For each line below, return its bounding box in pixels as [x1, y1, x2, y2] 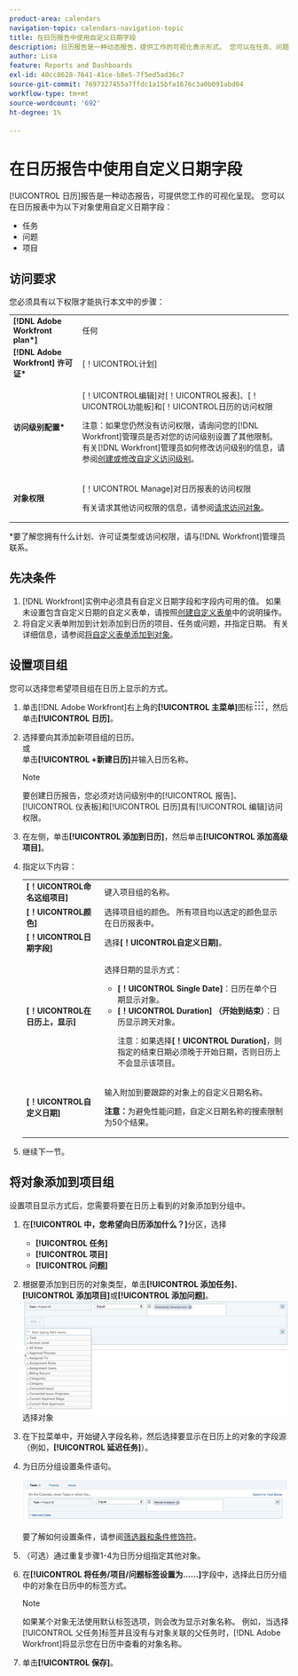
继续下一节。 [21, 1146, 69, 1157]
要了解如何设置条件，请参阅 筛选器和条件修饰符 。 [21, 1531, 201, 1542]
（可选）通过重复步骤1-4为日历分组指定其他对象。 [21, 1550, 206, 1561]
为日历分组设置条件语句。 [21, 1460, 116, 1471]
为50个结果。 [104, 1117, 153, 1127]
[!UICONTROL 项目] [35, 1248, 108, 1260]
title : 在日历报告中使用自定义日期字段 [9, 33, 137, 42]
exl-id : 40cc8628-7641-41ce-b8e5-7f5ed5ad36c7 [9, 71, 184, 80]
